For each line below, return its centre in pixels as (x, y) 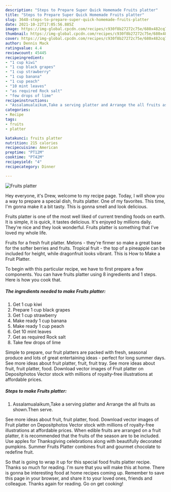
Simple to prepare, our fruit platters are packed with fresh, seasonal (76, 352)
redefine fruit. (20, 452)
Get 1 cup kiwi (27, 304)
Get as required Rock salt (39, 337)
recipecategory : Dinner (31, 167)
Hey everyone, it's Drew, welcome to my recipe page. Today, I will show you (85, 195)
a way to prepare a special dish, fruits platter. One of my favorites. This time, (85, 201)
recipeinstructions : (27, 100)
